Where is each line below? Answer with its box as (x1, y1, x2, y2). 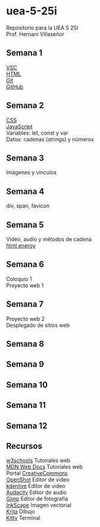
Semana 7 (6, 299, 44, 309)
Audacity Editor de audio (6, 489, 67, 496)
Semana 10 (6, 380, 48, 390)
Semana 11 (6, 400, 46, 410)
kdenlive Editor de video (6, 483, 65, 490)
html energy (6, 242, 36, 249)
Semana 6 (6, 260, 45, 270)
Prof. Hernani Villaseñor (6, 30, 64, 37)
